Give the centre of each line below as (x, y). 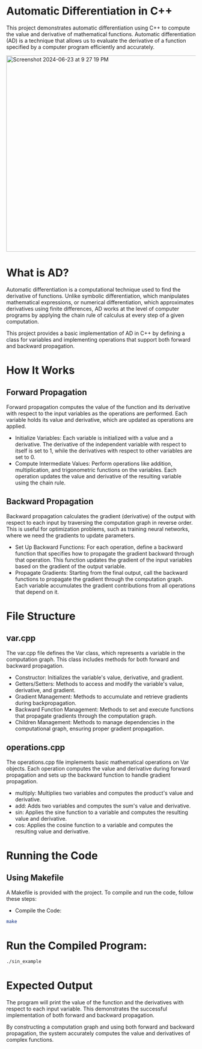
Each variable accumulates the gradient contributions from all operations (105, 585)
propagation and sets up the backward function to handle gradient (88, 775)
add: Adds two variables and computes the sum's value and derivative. (103, 806)
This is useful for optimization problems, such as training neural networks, (98, 529)
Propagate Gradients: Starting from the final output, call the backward (101, 572)
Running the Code (52, 855)
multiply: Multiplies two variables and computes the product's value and (104, 793)
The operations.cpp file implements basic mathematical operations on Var (98, 762)
